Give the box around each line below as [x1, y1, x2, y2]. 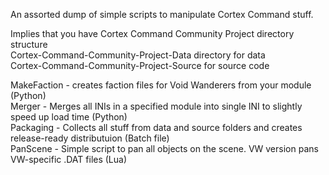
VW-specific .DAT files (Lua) [10, 154, 128, 165]
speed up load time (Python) [10, 111, 128, 123]
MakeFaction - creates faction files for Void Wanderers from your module [10, 79, 312, 91]
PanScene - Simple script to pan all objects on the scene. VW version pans [10, 143, 319, 154]
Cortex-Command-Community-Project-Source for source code [10, 60, 270, 71]
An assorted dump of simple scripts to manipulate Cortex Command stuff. [10, 9, 314, 20]
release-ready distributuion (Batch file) [10, 132, 170, 144]
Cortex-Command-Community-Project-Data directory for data [10, 49, 266, 61]
